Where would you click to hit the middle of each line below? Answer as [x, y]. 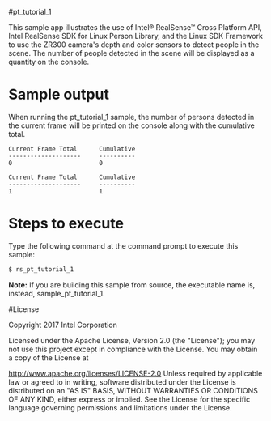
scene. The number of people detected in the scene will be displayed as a [131, 53]
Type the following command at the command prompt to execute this [123, 245]
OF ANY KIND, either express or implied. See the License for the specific [129, 399]
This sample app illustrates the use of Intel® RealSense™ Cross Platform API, [135, 27]
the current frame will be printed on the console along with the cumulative [131, 125]
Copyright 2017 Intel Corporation [63, 325]
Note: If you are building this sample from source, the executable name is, [132, 285]
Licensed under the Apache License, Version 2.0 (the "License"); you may [132, 340]
